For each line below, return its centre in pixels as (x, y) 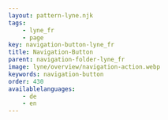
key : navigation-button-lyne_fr (61, 45)
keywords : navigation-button (56, 74)
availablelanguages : (42, 89)
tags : (17, 23)
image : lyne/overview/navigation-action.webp (84, 67)
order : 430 (26, 81)
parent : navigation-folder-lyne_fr (67, 60)
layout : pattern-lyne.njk (50, 15)
